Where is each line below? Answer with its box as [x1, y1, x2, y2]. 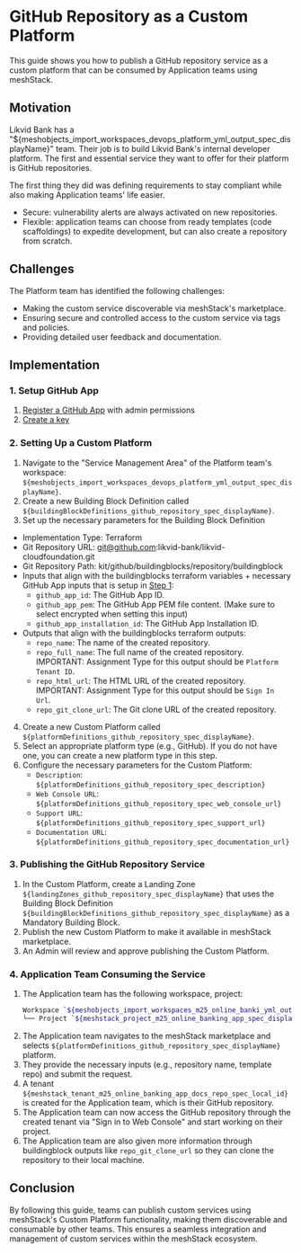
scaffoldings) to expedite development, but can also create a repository [22, 226, 288, 236]
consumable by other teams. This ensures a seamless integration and [9, 1223, 267, 1234]
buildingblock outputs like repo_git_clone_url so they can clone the [22, 1144, 274, 1156]
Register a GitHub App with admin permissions [22, 404, 196, 415]
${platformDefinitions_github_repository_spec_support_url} [35, 818, 266, 828]
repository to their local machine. [22, 1154, 146, 1165]
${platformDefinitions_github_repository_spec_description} [35, 780, 266, 789]
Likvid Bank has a [9, 124, 75, 135]
